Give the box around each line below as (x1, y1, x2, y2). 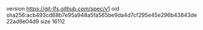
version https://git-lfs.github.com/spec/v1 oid (6, 5, 120, 12)
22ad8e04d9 (6, 18, 40, 25)
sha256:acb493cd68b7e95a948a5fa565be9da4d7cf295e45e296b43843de (6, 11, 198, 19)
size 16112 (40, 18, 66, 25)
